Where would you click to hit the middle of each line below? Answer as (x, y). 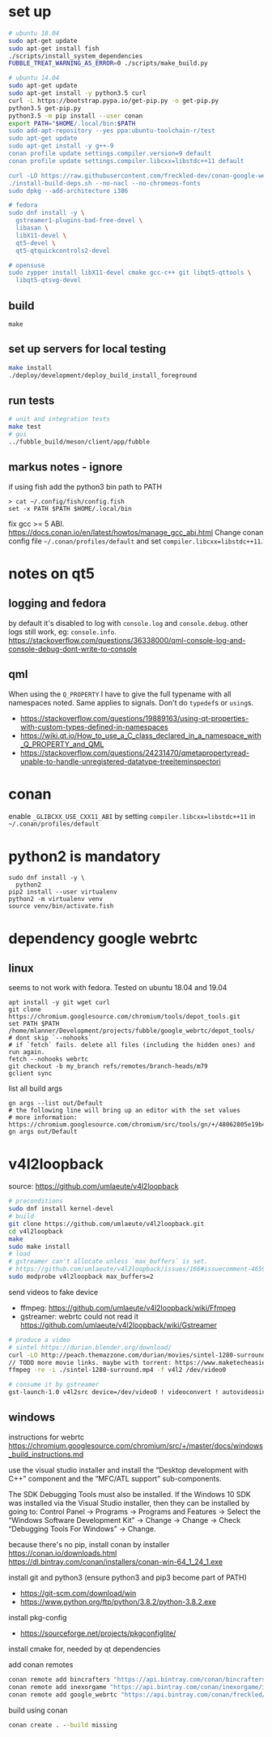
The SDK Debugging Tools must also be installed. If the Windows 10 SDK (130, 1494)
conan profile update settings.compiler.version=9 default (110, 154)
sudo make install (39, 1246)
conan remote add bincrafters (59, 1679)
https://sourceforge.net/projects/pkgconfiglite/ (98, 1633)
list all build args (36, 1088)
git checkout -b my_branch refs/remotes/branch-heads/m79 (108, 1066)
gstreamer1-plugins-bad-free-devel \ (79, 221)
